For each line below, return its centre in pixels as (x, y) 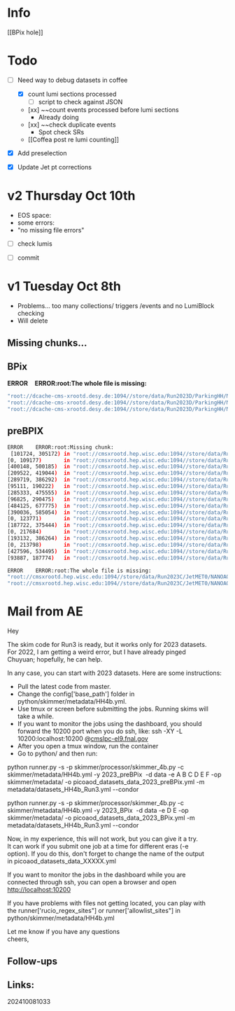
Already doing (58, 118)
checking (31, 314)
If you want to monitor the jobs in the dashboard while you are (97, 875)
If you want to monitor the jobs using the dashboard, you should (109, 724)
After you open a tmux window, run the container (88, 746)
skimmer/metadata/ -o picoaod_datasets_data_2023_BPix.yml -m (101, 818)
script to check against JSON (80, 102)
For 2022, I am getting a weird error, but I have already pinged (97, 652)
